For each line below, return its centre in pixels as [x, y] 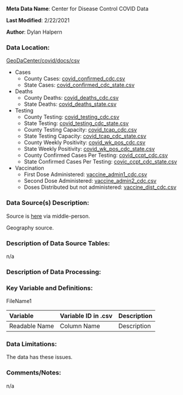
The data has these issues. [40, 357]
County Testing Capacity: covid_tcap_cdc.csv [80, 130]
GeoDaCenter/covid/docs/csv [43, 61]
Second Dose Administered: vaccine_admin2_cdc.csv [90, 181]
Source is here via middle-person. [48, 216]
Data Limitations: [31, 344]
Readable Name [31, 326]
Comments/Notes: [34, 373]
